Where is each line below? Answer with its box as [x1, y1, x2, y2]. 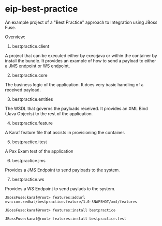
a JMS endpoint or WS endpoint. [5, 63, 70, 69]
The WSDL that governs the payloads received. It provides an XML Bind [5, 105, 148, 111]
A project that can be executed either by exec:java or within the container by [5, 52, 157, 59]
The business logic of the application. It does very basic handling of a [5, 81, 144, 88]
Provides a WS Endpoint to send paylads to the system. [5, 185, 116, 192]
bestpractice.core [12, 72, 47, 78]
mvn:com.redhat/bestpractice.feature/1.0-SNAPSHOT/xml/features [5, 199, 137, 204]
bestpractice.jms [12, 157, 46, 163]
